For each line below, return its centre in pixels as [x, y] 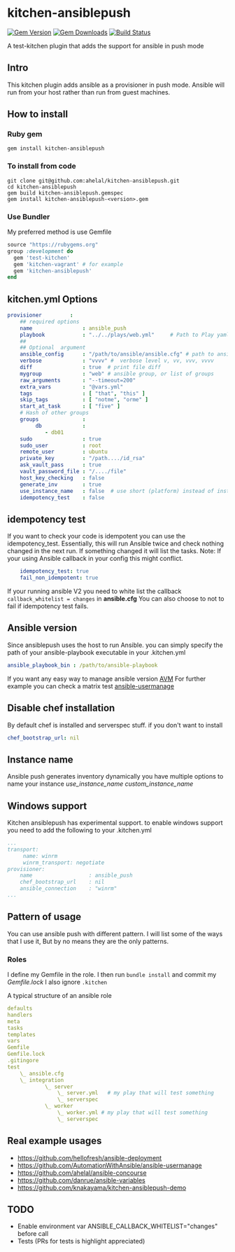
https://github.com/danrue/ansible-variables [81, 1180]
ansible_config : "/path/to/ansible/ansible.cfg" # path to [117, 354]
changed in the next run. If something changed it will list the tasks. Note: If [114, 551]
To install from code [42, 166]
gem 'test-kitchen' [42, 258]
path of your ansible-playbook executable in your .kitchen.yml [97, 652]
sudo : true [60, 439]
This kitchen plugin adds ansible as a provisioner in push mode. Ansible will [116, 85]
